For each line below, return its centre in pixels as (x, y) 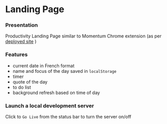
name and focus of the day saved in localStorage (65, 71)
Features (17, 55)
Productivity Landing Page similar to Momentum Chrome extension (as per (83, 36)
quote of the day (30, 81)
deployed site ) (21, 42)
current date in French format (44, 66)
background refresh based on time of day (56, 93)
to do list (22, 87)
